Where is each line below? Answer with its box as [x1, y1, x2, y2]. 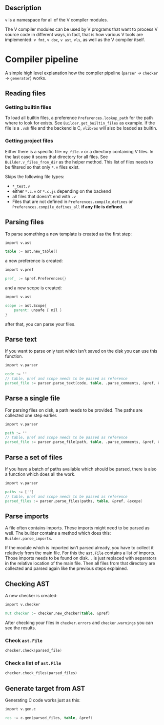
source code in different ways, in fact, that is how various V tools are [5, 31, 143, 37]
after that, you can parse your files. [5, 321, 76, 327]
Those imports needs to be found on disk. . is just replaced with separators [5, 555, 157, 561]
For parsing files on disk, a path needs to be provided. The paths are [5, 407, 143, 413]
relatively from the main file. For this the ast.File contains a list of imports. [5, 550, 156, 556]
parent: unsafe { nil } [14, 307, 62, 313]
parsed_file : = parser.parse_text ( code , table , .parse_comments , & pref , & [5, 381, 161, 385]
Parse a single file [5, 394, 60, 403]
